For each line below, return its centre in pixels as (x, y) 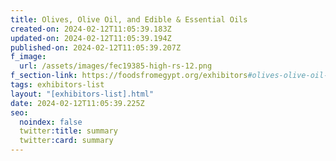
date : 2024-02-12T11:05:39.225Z (77, 103)
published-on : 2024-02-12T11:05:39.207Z (96, 47)
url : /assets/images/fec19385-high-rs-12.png (116, 66)
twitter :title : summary (68, 131)
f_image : (28, 57)
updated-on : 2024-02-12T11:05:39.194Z (91, 38)
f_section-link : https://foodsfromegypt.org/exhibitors (129, 76)
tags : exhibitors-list (57, 85)
